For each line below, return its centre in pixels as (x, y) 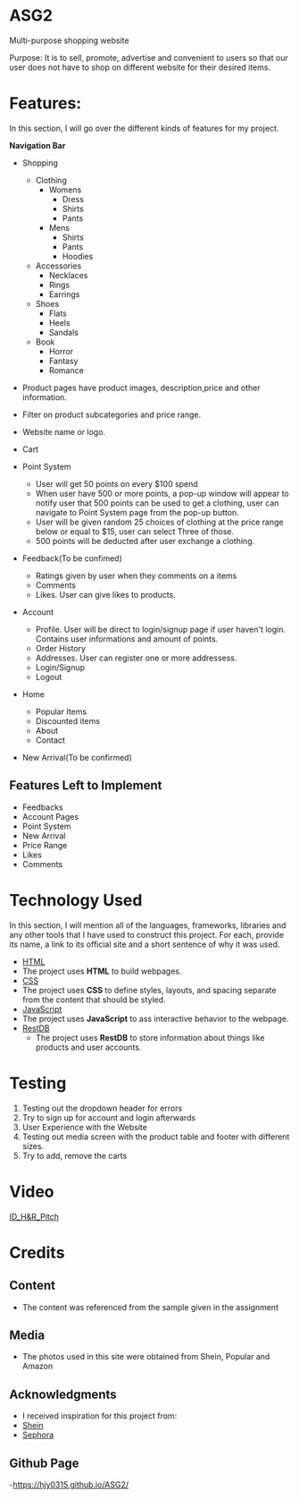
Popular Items (61, 711)
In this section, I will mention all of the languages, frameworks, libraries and (148, 925)
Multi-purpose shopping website (69, 40)
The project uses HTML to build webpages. (102, 971)
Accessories (58, 266)
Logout (49, 677)
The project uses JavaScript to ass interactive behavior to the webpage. (155, 1018)
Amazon (37, 1367)
